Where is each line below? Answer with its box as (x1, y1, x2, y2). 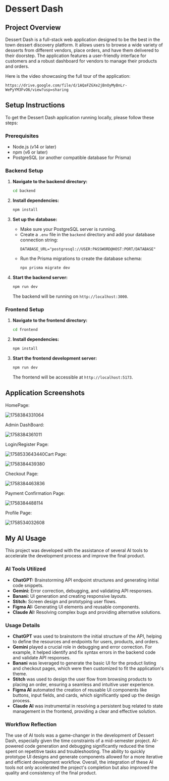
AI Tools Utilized (5, 565, 46, 572)
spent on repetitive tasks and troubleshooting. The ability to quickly (5, 748, 145, 755)
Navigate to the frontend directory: (12, 318, 88, 324)
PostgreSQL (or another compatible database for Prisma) (12, 154, 131, 161)
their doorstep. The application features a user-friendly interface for (5, 53, 147, 59)
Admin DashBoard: (5, 422, 44, 428)
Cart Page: (44, 451, 67, 457)
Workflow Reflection (5, 720, 57, 727)
